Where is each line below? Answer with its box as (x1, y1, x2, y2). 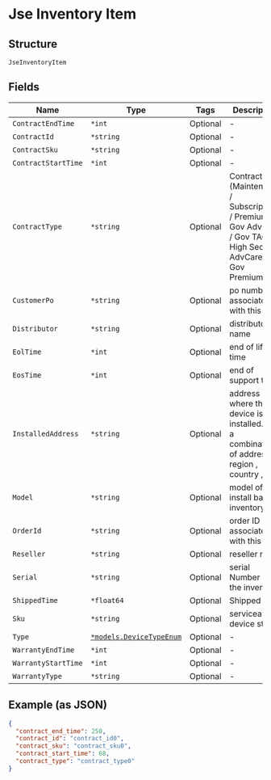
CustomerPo (12, 296, 54, 305)
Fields (8, 80, 40, 94)
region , (229, 458, 258, 470)
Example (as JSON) (8, 698, 107, 712)
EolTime (12, 347, 42, 356)
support (229, 374, 260, 386)
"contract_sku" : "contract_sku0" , (15, 742, 131, 750)
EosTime (12, 370, 42, 380)
